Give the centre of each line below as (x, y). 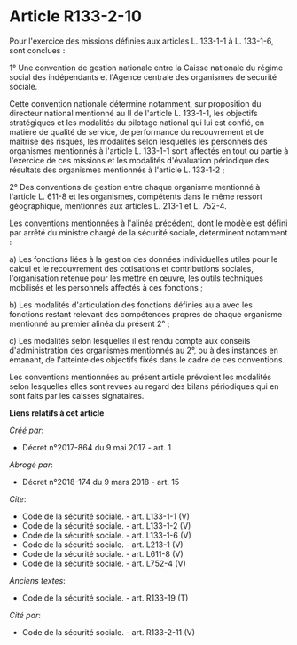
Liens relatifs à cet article (57, 413)
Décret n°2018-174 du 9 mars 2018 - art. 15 (101, 482)
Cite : (18, 498)
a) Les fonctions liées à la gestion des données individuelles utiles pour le (144, 259)
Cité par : (25, 615)
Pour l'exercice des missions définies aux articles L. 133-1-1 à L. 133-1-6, (141, 41)
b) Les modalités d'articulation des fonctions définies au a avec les (131, 305)
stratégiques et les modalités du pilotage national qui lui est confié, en (137, 123)
